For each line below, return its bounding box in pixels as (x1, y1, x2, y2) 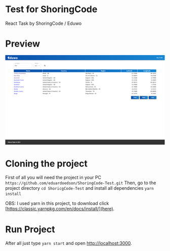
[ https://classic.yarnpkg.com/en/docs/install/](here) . (5, 206, 115, 212)
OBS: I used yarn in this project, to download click (5, 200, 109, 206)
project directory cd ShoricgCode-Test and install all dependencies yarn (5, 185, 154, 191)
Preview (5, 38, 40, 50)
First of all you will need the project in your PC (5, 175, 102, 181)
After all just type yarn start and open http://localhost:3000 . (5, 240, 133, 246)
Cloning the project (5, 158, 88, 169)
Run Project (5, 224, 55, 235)
